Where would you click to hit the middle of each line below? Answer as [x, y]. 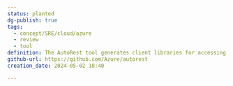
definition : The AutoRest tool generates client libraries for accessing [117, 53]
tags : [15, 27]
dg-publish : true [32, 20]
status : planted [31, 14]
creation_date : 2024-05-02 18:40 [56, 66]
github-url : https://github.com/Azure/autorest [78, 59]
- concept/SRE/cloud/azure [53, 33]
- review [26, 40]
